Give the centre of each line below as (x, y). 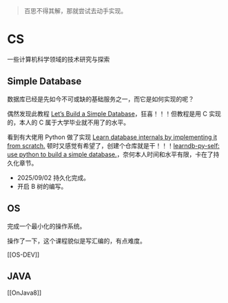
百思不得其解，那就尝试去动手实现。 (75, 11)
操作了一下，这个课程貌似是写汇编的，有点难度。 (76, 241)
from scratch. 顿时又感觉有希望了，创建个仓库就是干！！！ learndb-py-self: (114, 145)
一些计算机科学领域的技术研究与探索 (59, 59)
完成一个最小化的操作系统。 (46, 226)
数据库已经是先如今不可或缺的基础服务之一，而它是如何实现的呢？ (101, 99)
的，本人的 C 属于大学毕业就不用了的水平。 (69, 122)
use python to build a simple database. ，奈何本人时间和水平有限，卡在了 (110, 154)
